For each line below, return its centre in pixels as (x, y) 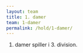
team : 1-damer (24, 22)
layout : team (22, 11)
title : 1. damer (26, 17)
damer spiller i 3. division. (46, 45)
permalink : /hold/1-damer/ (39, 28)
